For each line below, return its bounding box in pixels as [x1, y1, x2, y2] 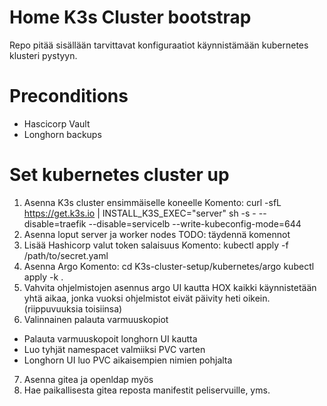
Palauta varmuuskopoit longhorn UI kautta [23, 332, 198, 345]
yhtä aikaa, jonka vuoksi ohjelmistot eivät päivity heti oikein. [23, 292, 271, 304]
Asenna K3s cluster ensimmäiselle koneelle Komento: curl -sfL [23, 196, 282, 208]
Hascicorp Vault [23, 117, 91, 130]
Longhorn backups [23, 128, 102, 140]
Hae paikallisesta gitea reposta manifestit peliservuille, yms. [23, 384, 271, 396]
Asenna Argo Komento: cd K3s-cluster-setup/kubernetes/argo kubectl [23, 260, 315, 272]
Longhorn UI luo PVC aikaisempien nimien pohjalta [23, 354, 233, 366]
